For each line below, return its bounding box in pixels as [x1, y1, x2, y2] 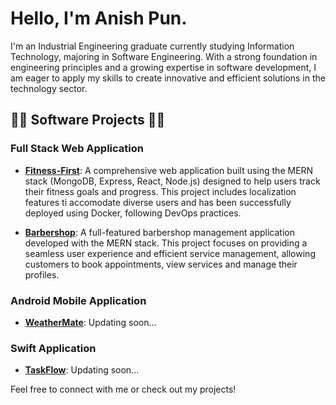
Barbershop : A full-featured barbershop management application [24, 226, 295, 238]
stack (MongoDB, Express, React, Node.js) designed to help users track [24, 175, 321, 187]
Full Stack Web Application [10, 142, 144, 156]
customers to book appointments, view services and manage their [24, 258, 298, 270]
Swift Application [10, 341, 97, 355]
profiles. [24, 268, 60, 281]
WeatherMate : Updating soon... [24, 316, 157, 328]
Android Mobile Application [10, 293, 147, 307]
